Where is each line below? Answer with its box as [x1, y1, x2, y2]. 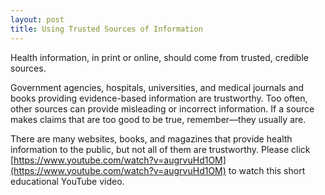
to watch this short [228, 164, 306, 176]
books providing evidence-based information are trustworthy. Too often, [10, 92, 308, 104]
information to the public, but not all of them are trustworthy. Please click [10, 143, 311, 155]
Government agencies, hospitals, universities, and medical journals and [10, 81, 305, 93]
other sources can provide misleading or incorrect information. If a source [10, 102, 315, 115]
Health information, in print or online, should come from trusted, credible [10, 51, 309, 63]
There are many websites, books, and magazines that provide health [10, 132, 293, 145]
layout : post [10, 14, 65, 25]
